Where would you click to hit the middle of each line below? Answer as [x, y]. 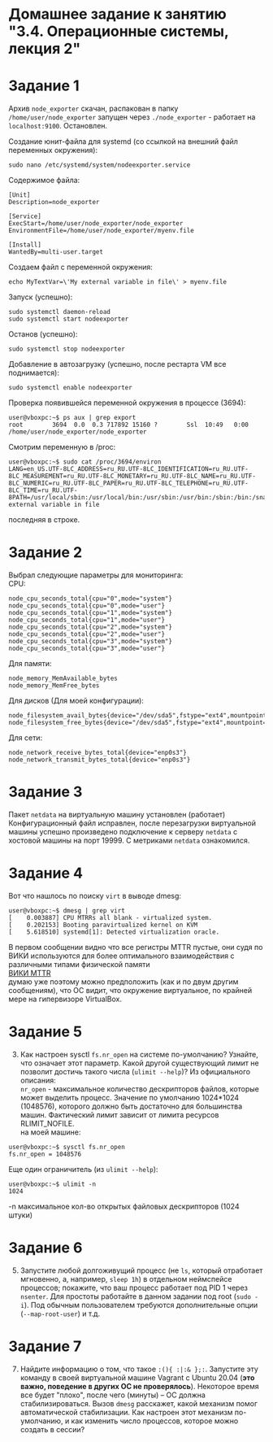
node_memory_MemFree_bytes [54, 686]
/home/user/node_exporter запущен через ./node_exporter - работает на [132, 117]
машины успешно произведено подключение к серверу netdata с [123, 832]
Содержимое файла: [44, 181]
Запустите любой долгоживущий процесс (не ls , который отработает [141, 1270]
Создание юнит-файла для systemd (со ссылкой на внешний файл [123, 142]
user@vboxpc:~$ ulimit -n [52, 1184]
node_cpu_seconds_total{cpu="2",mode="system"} [91, 627]
